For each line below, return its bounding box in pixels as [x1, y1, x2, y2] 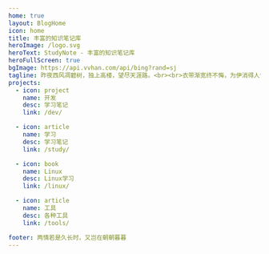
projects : [8, 79, 42, 87]
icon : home [8, 26, 45, 34]
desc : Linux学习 [22, 175, 74, 183]
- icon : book [15, 159, 59, 168]
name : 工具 [22, 204, 57, 212]
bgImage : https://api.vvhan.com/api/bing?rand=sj [8, 64, 178, 72]
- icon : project [15, 86, 70, 95]
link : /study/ [22, 145, 70, 153]
